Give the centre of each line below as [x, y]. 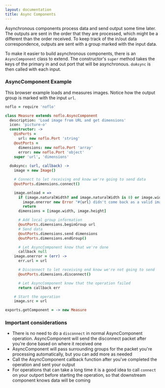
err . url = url [33, 261]
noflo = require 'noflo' [30, 107]
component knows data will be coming [51, 380]
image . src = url [31, 301]
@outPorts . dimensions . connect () [47, 184]
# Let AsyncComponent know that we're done [63, 247]
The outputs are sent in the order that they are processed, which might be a [82, 33]
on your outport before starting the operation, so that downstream [79, 375]
